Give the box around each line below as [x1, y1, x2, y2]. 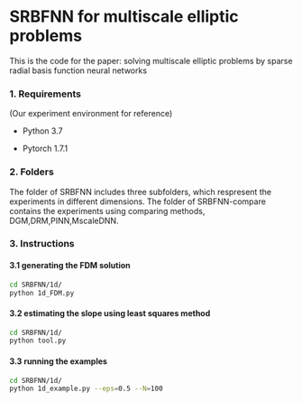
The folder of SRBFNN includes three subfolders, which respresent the [9, 186, 272, 197]
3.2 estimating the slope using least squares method [9, 308, 211, 318]
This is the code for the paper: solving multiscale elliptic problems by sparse [9, 55, 293, 66]
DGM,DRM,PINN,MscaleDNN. [9, 215, 119, 226]
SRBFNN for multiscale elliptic [9, 6, 239, 27]
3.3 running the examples [9, 355, 108, 367]
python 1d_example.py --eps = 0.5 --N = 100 [9, 384, 164, 394]
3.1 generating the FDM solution [9, 260, 131, 271]
